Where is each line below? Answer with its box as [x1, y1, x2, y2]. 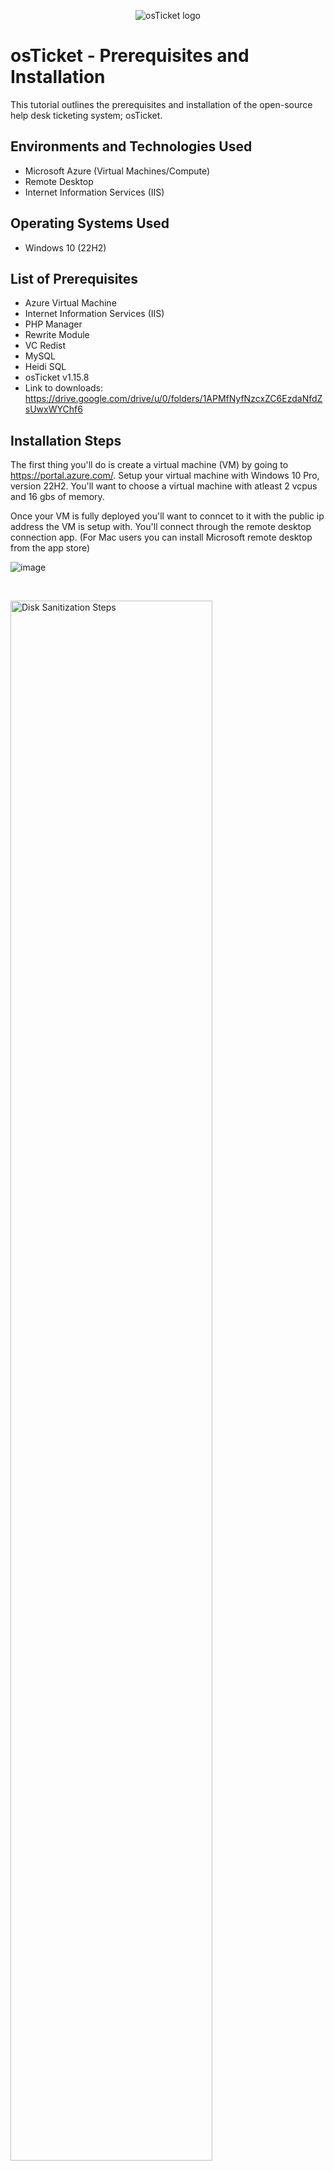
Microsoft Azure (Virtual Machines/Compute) [24, 165, 211, 177]
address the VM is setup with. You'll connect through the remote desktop [10, 521, 312, 533]
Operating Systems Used [10, 215, 170, 232]
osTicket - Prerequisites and [10, 45, 250, 67]
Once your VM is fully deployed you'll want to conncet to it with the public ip [10, 510, 325, 522]
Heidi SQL [24, 361, 67, 373]
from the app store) [10, 542, 91, 554]
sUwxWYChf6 [24, 403, 83, 415]
